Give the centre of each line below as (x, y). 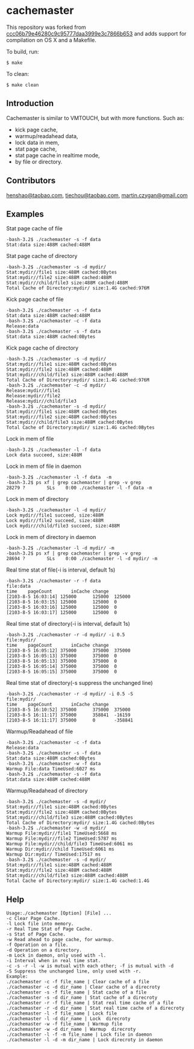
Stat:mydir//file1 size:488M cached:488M (59, 865)
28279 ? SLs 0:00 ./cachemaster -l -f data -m (79, 488)
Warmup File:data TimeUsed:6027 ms (51, 769)
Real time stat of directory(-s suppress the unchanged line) (80, 683)
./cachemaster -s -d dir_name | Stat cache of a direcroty (82, 998)
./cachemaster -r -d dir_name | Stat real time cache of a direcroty (95, 1008)
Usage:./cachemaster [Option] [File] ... (59, 913)
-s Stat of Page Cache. (36, 934)
